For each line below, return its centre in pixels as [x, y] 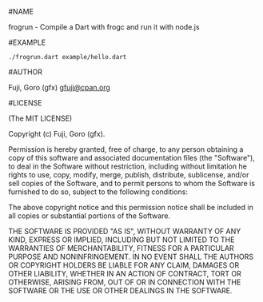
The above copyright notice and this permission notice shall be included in [131, 207]
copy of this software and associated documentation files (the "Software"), [132, 158]
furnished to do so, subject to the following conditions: [98, 192]
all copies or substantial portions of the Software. [89, 216]
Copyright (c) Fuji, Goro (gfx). [57, 134]
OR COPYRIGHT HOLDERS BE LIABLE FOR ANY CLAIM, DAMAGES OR [124, 265]
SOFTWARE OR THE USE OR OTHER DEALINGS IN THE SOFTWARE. [120, 290]
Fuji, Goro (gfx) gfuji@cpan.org [59, 87]
